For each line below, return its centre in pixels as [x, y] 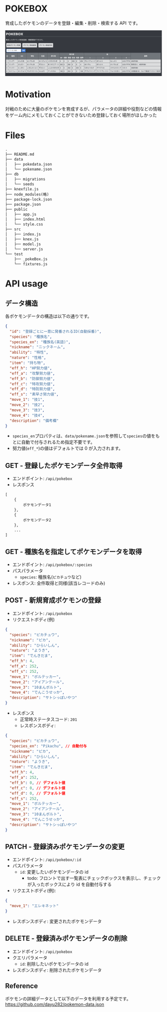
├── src [13, 229]
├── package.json [23, 204]
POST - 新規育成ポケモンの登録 [53, 600]
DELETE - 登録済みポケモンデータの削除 [66, 939]
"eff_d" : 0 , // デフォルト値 [38, 793]
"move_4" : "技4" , [27, 415]
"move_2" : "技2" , [27, 405]
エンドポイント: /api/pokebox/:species [52, 564]
